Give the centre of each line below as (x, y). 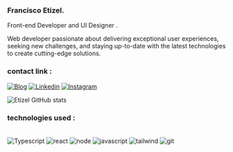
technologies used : (41, 117)
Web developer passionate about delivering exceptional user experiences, (113, 39)
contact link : (29, 71)
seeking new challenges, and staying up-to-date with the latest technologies (116, 46)
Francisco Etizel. (36, 10)
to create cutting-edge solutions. (54, 53)
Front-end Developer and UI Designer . (62, 26)
